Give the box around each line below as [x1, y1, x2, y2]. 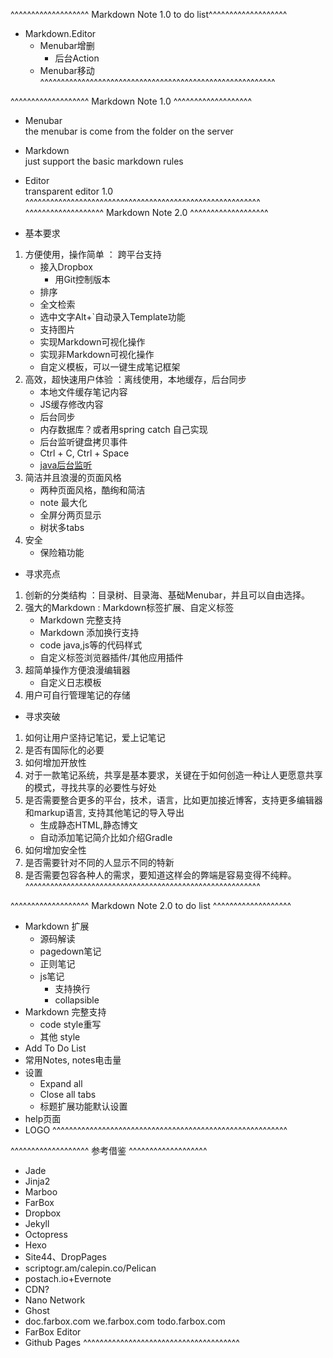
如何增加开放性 [24, 757, 87, 768]
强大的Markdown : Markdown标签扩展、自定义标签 [24, 602, 235, 613]
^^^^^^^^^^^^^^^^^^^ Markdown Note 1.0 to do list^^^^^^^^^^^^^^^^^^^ [10, 9, 288, 20]
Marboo [24, 1186, 58, 1198]
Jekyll [24, 1218, 50, 1229]
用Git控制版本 [54, 274, 111, 285]
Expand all [39, 1078, 83, 1089]
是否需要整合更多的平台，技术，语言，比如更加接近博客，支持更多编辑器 [24, 794, 323, 806]
